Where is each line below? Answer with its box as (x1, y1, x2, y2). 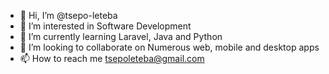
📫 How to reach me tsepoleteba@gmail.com (19, 53, 205, 64)
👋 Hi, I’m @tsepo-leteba (19, 10, 118, 21)
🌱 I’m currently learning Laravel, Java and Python (19, 31, 223, 42)
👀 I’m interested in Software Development (19, 20, 192, 32)
